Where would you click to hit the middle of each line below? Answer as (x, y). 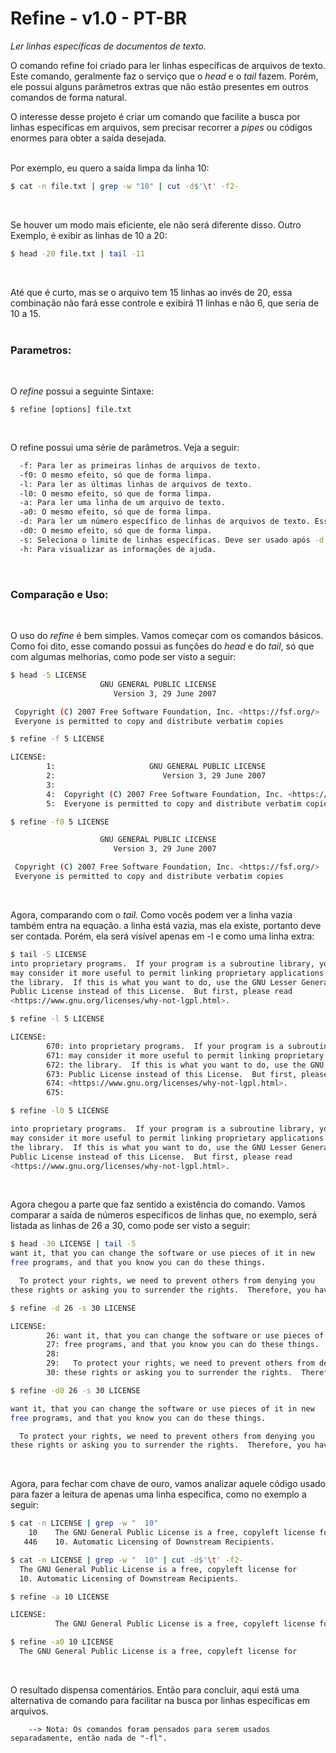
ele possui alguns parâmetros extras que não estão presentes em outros (159, 86)
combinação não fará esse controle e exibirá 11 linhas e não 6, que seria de (165, 303)
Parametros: (41, 350)
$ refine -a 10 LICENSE (60, 1597)
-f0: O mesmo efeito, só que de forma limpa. (116, 475)
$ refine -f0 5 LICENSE (60, 822)
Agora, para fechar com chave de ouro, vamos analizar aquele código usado (168, 1484)
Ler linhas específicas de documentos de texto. (108, 46)
